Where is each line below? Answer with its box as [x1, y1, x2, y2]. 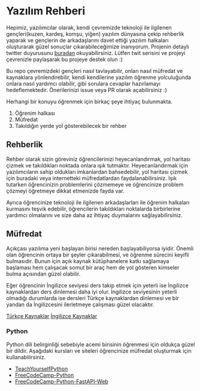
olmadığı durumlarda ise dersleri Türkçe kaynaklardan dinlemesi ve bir [6, 294, 180, 301]
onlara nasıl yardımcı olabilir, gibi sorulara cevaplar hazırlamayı [6, 80, 160, 87]
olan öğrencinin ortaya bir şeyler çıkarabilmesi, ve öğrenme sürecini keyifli [6, 251, 189, 258]
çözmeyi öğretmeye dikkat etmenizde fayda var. [6, 187, 125, 194]
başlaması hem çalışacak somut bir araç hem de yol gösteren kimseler [6, 264, 180, 271]
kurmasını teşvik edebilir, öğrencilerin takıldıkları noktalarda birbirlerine [6, 205, 181, 212]
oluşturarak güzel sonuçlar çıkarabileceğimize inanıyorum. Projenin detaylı [6, 43, 190, 50]
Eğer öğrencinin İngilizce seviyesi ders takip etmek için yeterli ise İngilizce [6, 282, 189, 289]
